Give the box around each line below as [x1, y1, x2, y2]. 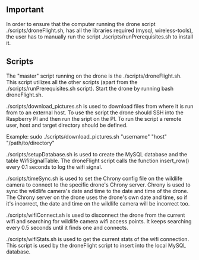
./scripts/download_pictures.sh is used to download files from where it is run [6, 102, 194, 110]
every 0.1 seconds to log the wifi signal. [6, 163, 103, 171]
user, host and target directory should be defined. [6, 121, 128, 129]
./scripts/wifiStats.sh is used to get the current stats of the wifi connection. [6, 235, 189, 242]
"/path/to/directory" [6, 139, 55, 146]
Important [6, 5, 44, 15]
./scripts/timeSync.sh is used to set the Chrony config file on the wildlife [6, 175, 183, 182]
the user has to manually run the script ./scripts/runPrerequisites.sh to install [6, 33, 194, 40]
